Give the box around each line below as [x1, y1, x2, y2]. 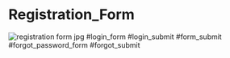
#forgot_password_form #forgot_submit [8, 40, 140, 49]
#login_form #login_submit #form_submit [86, 32, 222, 41]
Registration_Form [8, 6, 135, 24]
